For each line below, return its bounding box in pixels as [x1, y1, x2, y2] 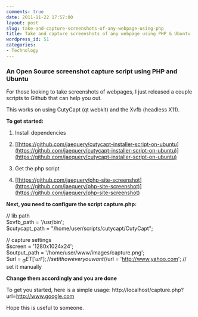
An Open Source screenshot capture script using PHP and [6, 67, 178, 75]
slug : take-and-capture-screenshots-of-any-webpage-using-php [6, 25, 164, 32]
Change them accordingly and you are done [6, 275, 117, 282]
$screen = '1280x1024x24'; [6, 243, 74, 250]
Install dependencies [14, 129, 67, 136]
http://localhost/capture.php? [112, 286, 184, 293]
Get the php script [14, 165, 60, 172]
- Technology [6, 48, 39, 54]
